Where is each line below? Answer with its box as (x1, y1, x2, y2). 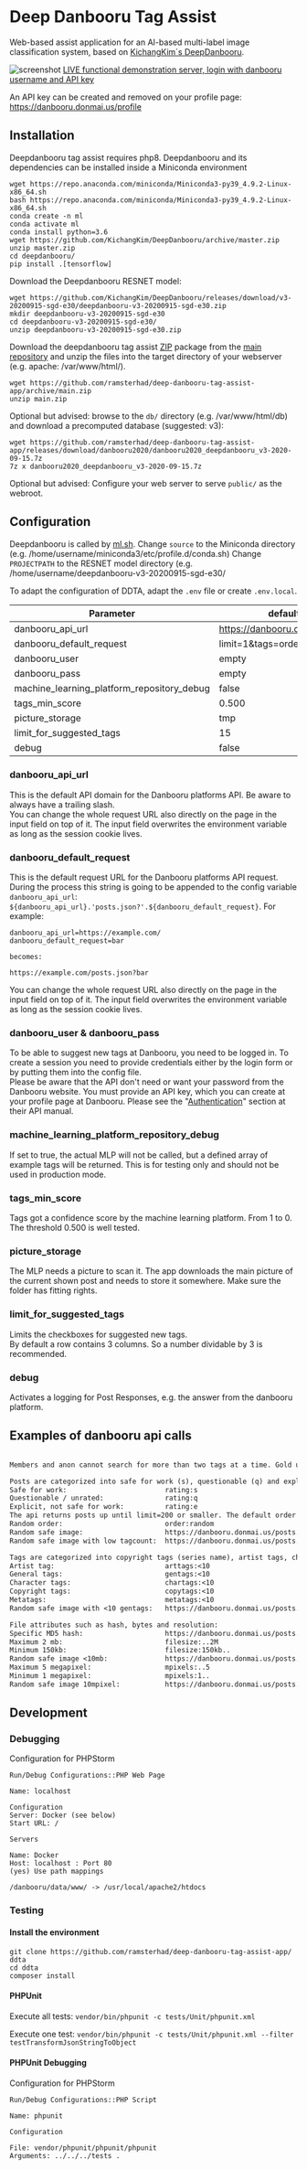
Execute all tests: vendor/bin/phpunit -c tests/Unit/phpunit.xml (9, 2010, 256, 2022)
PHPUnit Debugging (9, 2058, 87, 2068)
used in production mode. (9, 1169, 107, 1180)
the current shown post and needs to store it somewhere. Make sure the (9, 1276, 281, 1287)
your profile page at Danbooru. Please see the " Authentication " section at (9, 1096, 286, 1107)
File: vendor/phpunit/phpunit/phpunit (9, 2143, 157, 2153)
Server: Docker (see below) (9, 1811, 117, 1821)
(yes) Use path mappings (9, 1867, 104, 1876)
